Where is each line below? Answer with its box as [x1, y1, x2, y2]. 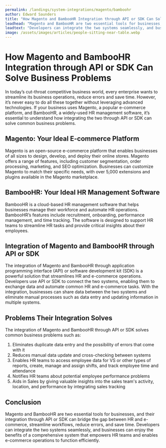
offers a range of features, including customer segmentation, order [5, 158, 141, 164]
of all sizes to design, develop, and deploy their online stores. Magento [5, 153, 149, 159]
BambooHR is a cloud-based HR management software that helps [5, 201, 139, 207]
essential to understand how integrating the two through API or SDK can [5, 115, 152, 121]
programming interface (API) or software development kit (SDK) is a [5, 268, 143, 274]
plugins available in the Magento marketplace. [5, 174, 99, 180]
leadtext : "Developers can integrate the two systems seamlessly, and [5, 26, 154, 31]
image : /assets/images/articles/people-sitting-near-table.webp [5, 30, 140, 35]
